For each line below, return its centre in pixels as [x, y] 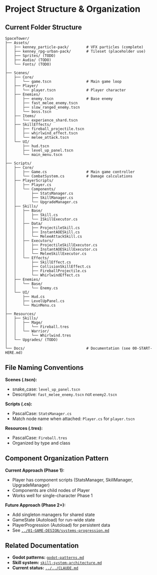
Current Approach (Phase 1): [35, 470]
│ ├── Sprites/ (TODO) [30, 56]
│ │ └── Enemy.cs [31, 288]
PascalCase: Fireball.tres [40, 438]
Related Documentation [42, 546]
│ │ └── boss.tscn [28, 112]
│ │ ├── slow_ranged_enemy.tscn [42, 107]
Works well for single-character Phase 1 [52, 495]
